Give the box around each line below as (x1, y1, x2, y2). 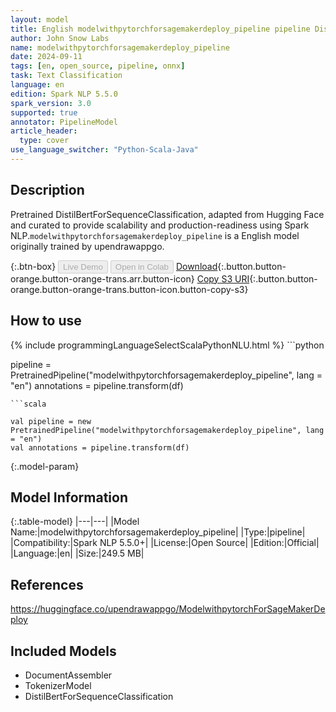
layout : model (10, 14, 70, 25)
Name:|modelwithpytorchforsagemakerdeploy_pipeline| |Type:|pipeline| (10, 526, 306, 538)
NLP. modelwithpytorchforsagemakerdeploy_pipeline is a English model (10, 229, 300, 241)
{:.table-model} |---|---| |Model (10, 516, 140, 528)
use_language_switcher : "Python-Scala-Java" (10, 145, 199, 155)
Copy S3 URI (196, 272, 250, 285)
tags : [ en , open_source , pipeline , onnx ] (10, 61, 186, 71)
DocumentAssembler (24, 669, 113, 681)
